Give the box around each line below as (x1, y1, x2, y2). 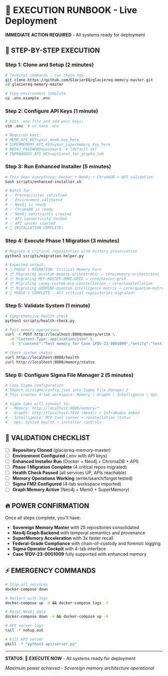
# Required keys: (5, 133, 41, 138)
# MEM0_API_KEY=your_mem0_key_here (5, 137, 79, 142)
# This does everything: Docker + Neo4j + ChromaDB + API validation (5, 174, 153, 179)
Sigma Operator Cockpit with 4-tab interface (12, 546, 106, 552)
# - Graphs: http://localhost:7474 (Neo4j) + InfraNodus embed (5, 410, 140, 415)
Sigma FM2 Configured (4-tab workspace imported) (12, 481, 121, 487)
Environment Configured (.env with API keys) (12, 453, 107, 459)
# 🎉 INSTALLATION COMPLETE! (5, 226, 64, 231)
